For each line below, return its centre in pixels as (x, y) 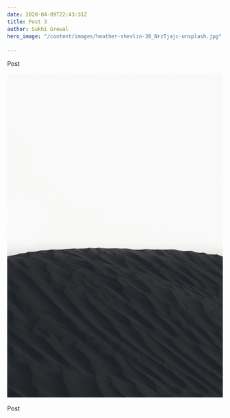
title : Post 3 (27, 22)
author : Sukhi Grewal (38, 29)
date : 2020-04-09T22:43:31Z (47, 14)
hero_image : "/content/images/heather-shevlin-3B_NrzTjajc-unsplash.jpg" (115, 36)
